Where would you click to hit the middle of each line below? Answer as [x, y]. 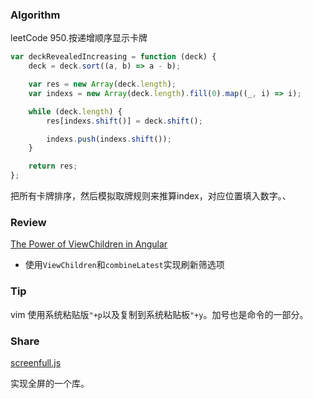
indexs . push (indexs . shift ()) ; [109, 139]
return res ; [53, 166]
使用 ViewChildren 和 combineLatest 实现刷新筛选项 [124, 265]
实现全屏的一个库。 [50, 383]
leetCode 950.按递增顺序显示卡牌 [79, 38]
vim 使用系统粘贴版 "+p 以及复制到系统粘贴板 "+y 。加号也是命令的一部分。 [159, 314]
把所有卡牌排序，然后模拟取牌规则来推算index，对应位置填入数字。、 [151, 196]
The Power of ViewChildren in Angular [89, 244]
